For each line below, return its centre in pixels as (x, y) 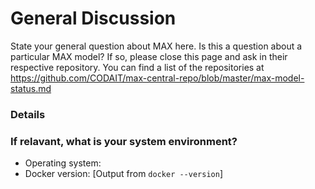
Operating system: (63, 163)
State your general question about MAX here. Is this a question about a (156, 46)
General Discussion (93, 18)
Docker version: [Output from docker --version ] (123, 174)
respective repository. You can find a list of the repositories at (137, 67)
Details (28, 114)
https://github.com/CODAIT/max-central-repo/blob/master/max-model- (157, 78)
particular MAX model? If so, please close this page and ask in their (149, 56)
